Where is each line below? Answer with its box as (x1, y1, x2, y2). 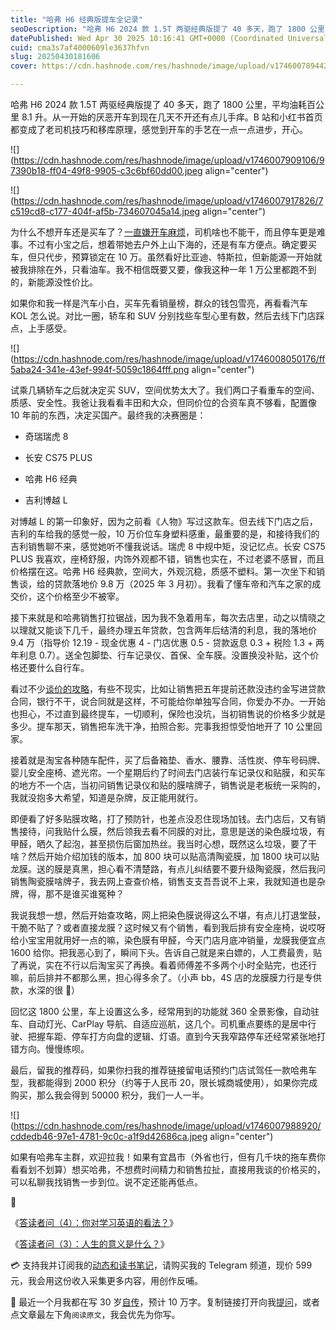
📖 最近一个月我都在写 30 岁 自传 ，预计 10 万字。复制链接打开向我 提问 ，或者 (10, 1296, 320, 1308)
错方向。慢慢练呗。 (10, 1043, 90, 1055)
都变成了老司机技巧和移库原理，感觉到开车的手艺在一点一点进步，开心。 (10, 124, 308, 135)
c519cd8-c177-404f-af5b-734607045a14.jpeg (10, 206, 201, 217)
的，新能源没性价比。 (10, 276, 98, 288)
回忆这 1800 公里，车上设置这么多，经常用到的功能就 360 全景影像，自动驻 (10, 1006, 320, 1017)
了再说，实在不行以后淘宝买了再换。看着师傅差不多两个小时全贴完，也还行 (10, 959, 317, 971)
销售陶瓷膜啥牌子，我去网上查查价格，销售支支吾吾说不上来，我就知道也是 (10, 876, 317, 887)
